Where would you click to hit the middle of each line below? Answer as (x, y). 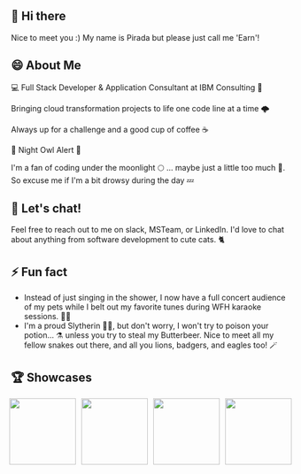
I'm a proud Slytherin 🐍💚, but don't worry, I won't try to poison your (146, 326)
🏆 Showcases (51, 377)
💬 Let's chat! (46, 209)
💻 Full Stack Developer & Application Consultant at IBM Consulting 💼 (137, 87)
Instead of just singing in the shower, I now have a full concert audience (154, 298)
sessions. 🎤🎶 (47, 317)
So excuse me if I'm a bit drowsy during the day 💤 (103, 180)
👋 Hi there (39, 16)
